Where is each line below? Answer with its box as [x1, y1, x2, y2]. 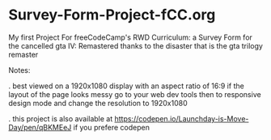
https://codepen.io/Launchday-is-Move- [114, 113, 249, 123]
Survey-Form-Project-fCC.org [8, 6, 216, 24]
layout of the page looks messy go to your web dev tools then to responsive [8, 89, 261, 99]
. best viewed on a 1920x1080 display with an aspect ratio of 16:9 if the [8, 81, 244, 91]
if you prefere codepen [73, 122, 150, 132]
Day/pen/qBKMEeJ [8, 122, 72, 132]
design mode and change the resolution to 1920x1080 [8, 98, 188, 108]
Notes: [8, 65, 31, 74]
